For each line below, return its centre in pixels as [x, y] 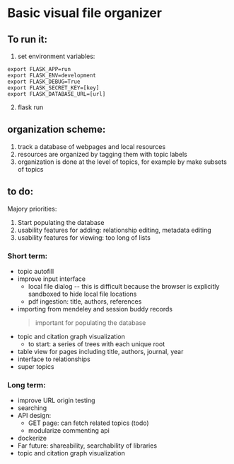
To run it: [28, 39]
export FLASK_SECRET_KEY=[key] [53, 88]
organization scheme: [57, 129]
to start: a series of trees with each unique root [96, 344]
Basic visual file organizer [85, 13]
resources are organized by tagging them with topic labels [102, 154]
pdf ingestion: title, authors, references [85, 301]
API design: [34, 416]
